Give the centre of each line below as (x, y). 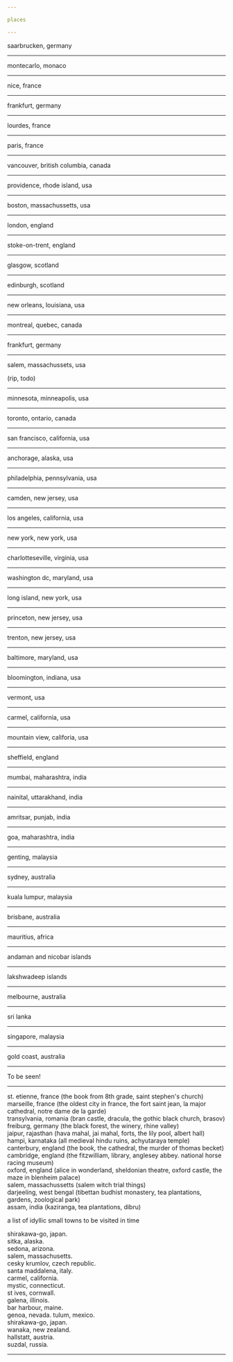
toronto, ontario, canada (42, 418)
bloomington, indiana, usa (44, 677)
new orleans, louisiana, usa (46, 305)
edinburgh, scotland (36, 284)
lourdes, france (29, 125)
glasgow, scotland (33, 265)
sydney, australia (31, 877)
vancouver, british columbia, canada (59, 165)
